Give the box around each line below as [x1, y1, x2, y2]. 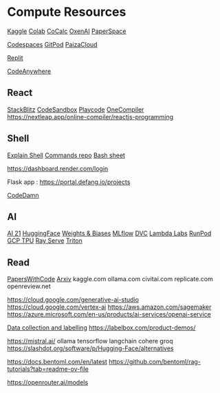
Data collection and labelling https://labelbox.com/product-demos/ [7, 323, 196, 332]
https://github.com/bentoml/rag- [109, 358, 201, 366]
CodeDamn [7, 191, 39, 199]
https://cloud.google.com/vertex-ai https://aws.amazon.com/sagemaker [7, 303, 212, 311]
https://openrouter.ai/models [7, 379, 89, 387]
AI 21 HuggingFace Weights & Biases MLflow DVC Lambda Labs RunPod [7, 229, 212, 238]
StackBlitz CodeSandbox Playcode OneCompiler [7, 105, 144, 114]
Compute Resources [7, 4, 126, 20]
